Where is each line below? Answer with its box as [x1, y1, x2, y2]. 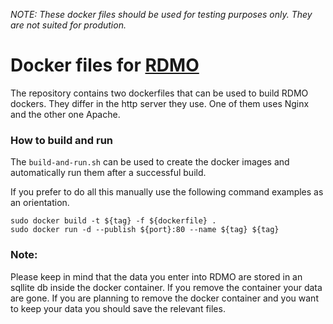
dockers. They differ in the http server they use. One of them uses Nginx [10, 97, 310, 109]
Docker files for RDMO [10, 54, 200, 77]
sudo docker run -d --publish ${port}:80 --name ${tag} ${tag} [10, 225, 280, 235]
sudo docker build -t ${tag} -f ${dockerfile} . [10, 216, 217, 226]
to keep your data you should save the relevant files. [10, 302, 226, 314]
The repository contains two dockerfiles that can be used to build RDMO [10, 87, 309, 99]
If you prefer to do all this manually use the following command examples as [10, 186, 324, 198]
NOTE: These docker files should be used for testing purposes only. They [10, 9, 313, 20]
